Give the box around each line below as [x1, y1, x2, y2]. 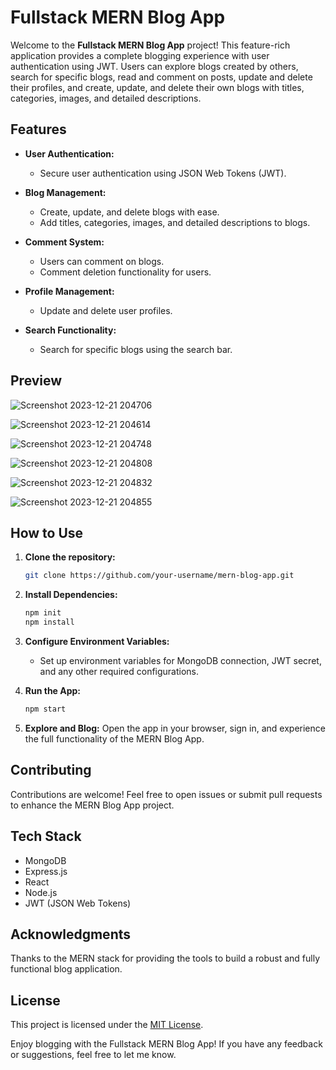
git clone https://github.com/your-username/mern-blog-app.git [24, 571, 295, 581]
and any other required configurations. [39, 666, 200, 677]
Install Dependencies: [24, 589, 118, 601]
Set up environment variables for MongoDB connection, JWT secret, [39, 655, 322, 666]
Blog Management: [24, 186, 107, 198]
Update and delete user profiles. [39, 304, 173, 316]
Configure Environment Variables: [24, 636, 170, 647]
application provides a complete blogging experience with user [10, 49, 270, 61]
